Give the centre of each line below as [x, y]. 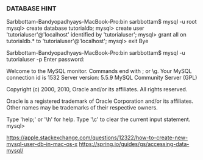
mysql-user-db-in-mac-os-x [42, 144]
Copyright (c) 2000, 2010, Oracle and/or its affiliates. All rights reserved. [97, 89]
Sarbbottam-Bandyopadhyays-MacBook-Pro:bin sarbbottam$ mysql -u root [101, 22]
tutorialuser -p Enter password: [45, 60]
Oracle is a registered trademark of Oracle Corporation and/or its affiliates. [100, 101]
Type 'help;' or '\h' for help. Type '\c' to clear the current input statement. [98, 119]
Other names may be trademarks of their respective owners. [82, 108]
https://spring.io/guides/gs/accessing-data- [134, 144]
